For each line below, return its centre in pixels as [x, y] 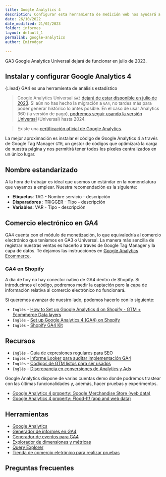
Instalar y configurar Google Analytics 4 [68, 77]
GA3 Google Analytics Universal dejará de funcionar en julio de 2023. [76, 61]
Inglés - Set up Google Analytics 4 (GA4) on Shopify [66, 320]
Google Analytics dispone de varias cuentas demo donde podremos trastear [83, 379]
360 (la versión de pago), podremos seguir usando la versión [80, 114]
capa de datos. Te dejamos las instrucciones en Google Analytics [72, 251]
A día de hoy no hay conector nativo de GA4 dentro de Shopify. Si [72, 280]
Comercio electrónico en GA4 [52, 223]
